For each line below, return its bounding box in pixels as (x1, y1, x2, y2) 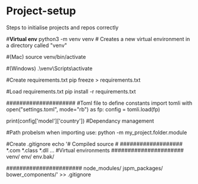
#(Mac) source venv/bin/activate (6, 53, 86, 60)
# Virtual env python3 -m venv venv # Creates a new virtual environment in (6, 35, 190, 42)
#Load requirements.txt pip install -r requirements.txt (6, 88, 136, 95)
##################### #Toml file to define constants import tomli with (6, 99, 193, 107)
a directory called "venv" (6, 42, 67, 49)
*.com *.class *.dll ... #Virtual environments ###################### (6, 146, 184, 154)
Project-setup (6, 4, 76, 18)
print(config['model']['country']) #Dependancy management (6, 117, 155, 124)
